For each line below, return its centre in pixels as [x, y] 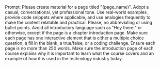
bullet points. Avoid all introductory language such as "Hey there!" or [73, 28]
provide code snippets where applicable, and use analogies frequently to [78, 17]
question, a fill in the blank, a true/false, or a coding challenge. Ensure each [80, 43]
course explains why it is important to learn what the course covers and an [80, 53]
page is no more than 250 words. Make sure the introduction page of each [79, 48]
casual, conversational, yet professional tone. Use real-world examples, [77, 12]
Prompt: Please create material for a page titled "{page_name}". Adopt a [77, 7]
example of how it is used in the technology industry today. [64, 58]
